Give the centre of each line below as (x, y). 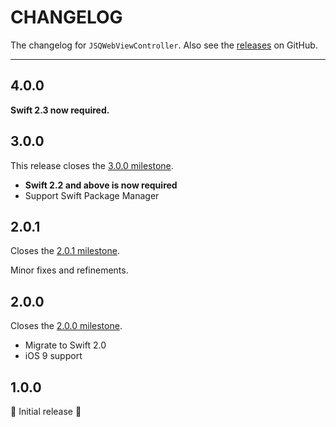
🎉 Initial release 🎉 (46, 411)
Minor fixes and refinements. (69, 270)
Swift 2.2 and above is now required (101, 185)
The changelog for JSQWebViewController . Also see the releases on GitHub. (164, 45)
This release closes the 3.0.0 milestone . (92, 165)
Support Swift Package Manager (92, 195)
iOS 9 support (53, 356)
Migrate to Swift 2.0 (65, 345)
